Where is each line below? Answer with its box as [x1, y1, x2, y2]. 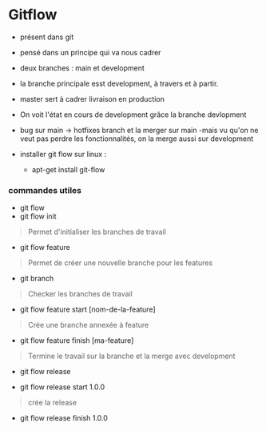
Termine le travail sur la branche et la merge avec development [27, 351, 236, 361]
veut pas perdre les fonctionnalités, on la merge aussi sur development [19, 134, 254, 143]
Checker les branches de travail [27, 289, 133, 299]
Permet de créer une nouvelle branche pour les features [27, 258, 213, 268]
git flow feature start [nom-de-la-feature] [19, 304, 156, 314]
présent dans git [19, 32, 74, 42]
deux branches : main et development [19, 62, 145, 73]
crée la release [27, 398, 77, 408]
